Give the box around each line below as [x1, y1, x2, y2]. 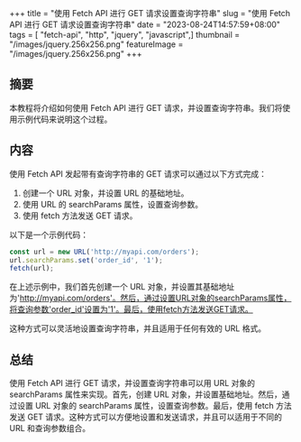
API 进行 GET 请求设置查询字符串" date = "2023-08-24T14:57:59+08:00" [9, 19, 281, 30]
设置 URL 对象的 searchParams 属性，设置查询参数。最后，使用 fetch [16, 401, 275, 411]
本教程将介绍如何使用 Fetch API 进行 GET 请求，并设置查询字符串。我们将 [9, 102, 283, 113]
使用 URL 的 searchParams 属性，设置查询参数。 [22, 198, 204, 209]
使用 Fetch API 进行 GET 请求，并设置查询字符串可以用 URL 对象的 [9, 378, 255, 389]
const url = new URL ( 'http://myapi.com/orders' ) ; [9, 247, 200, 256]
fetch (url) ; [9, 264, 54, 273]
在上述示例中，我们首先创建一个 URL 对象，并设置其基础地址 [9, 281, 235, 292]
